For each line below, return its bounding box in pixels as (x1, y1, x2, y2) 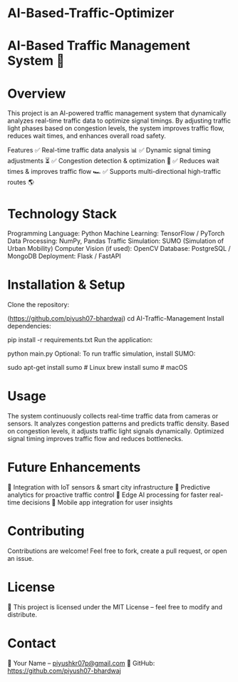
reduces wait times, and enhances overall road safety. (7, 132, 166, 140)
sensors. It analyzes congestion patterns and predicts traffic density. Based (7, 419, 229, 428)
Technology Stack (7, 205, 118, 222)
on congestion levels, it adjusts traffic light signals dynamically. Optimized (7, 427, 224, 435)
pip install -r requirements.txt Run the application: (7, 336, 153, 344)
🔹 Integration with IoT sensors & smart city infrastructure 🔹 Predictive (7, 483, 210, 492)
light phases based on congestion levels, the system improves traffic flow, (7, 124, 225, 133)
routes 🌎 (7, 178, 34, 187)
